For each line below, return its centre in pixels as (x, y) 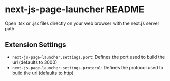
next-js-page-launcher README (75, 9)
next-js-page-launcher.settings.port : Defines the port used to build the (89, 57)
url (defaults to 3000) (35, 62)
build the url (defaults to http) (43, 73)
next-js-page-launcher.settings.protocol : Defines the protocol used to (88, 67)
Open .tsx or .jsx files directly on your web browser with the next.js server (82, 23)
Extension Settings (35, 45)
